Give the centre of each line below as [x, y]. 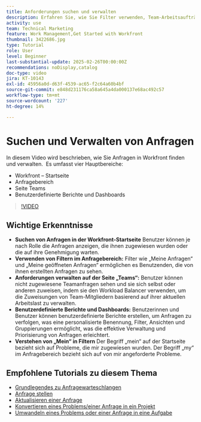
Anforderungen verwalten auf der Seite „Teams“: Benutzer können [99, 278]
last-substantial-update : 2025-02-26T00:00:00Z [67, 62]
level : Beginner [26, 56]
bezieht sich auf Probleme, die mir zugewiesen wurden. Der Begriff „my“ [104, 348]
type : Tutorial [25, 45]
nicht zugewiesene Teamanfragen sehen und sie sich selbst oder [95, 284]
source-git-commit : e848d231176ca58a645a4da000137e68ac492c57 [85, 90]
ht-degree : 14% [25, 106]
